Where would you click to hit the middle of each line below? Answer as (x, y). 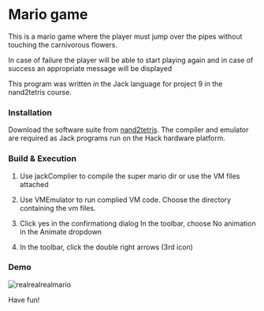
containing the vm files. (58, 208)
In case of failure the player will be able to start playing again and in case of (131, 60)
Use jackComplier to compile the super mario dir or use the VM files (130, 176)
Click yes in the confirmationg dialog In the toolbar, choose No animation (138, 223)
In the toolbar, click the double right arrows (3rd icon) (106, 247)
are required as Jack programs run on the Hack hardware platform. (117, 138)
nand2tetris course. (40, 92)
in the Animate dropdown (61, 231)
